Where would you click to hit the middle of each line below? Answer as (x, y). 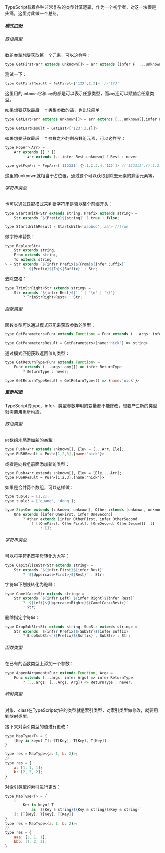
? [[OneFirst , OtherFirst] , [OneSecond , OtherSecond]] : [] (93, 524)
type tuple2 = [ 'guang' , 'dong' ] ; (41, 501)
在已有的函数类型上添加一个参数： (40, 663)
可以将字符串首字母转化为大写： (37, 556)
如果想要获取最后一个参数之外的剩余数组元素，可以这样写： (65, 138)
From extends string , (36, 255)
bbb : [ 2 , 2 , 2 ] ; (31, 842)
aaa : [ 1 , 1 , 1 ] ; (31, 837)
